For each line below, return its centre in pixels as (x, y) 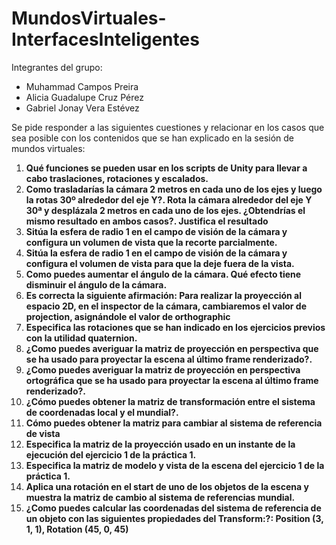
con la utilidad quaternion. (81, 338)
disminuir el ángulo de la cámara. (96, 284)
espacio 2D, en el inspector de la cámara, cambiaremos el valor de (166, 306)
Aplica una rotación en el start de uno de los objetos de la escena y (167, 486)
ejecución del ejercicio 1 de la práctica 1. (111, 454)
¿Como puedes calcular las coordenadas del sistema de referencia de (173, 508)
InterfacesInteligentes (105, 39)
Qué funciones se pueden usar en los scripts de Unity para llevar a (166, 168)
